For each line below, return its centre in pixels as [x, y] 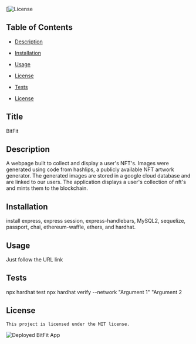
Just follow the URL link [35, 260]
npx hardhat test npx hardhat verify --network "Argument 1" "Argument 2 [94, 292]
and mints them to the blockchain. [47, 188]
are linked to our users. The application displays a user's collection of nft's [96, 182]
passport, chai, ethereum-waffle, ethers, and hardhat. [71, 227]
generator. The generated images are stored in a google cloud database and [98, 176]
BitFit [12, 131]
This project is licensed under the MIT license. [68, 324]
